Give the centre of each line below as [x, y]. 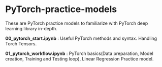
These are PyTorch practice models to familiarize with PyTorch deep [77, 23]
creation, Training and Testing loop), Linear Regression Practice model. [79, 58]
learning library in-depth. [31, 28]
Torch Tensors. [21, 43]
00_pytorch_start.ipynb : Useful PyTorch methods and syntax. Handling [81, 38]
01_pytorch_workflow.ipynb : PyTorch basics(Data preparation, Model [79, 53]
